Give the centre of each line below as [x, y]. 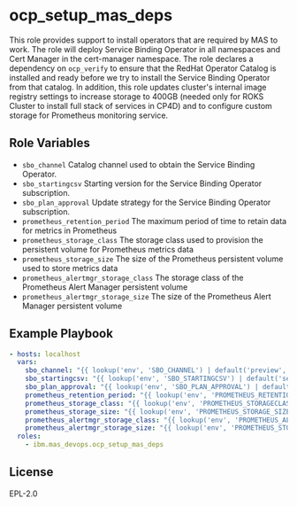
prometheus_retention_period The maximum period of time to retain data [154, 221]
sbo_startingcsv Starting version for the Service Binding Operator [142, 183]
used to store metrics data [70, 268]
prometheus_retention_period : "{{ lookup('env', [116, 395]
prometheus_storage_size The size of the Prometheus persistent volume [152, 259]
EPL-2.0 [23, 494]
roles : [29, 436]
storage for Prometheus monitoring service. [89, 115]
